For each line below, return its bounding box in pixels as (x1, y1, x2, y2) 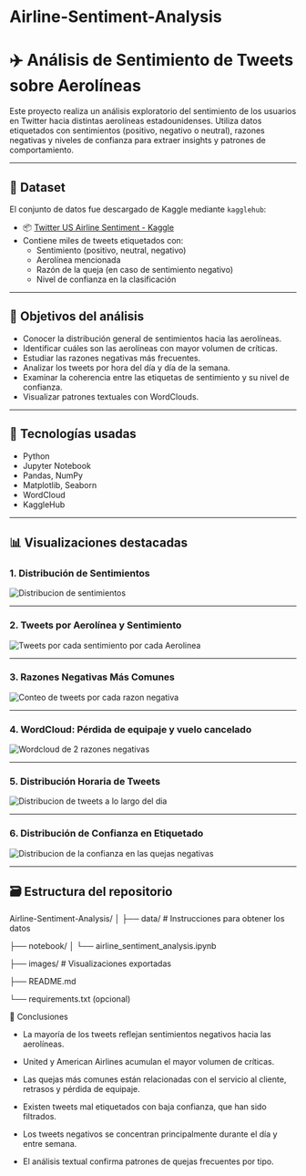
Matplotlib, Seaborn (22, 479, 97, 490)
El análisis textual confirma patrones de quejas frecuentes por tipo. (22, 1156, 275, 1167)
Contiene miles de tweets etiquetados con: (22, 234, 184, 245)
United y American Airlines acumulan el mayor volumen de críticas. (22, 1056, 275, 1067)
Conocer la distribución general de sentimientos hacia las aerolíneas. (22, 333, 282, 344)
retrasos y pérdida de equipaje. (22, 1083, 140, 1094)
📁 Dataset (9, 180, 66, 195)
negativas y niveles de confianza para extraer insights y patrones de (9, 135, 266, 146)
